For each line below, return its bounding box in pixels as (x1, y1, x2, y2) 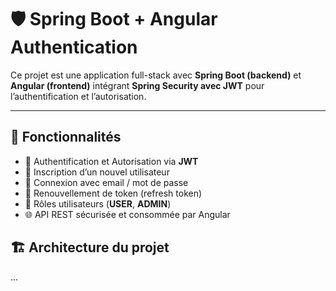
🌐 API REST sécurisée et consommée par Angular (24, 208, 231, 220)
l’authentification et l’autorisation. (10, 90, 147, 102)
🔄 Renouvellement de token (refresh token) (24, 187, 203, 199)
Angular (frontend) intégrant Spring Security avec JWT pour (10, 79, 265, 91)
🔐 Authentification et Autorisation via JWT (24, 155, 199, 167)
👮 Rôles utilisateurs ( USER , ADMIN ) (24, 197, 172, 210)
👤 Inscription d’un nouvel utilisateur (24, 166, 170, 178)
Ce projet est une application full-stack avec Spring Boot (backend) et (10, 69, 302, 81)
